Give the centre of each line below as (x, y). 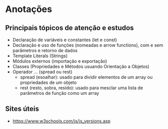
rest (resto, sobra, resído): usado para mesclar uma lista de (81, 88)
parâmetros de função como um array (60, 93)
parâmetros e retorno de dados (45, 50)
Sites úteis (22, 109)
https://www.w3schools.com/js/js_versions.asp (62, 121)
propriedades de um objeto (48, 82)
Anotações (29, 9)
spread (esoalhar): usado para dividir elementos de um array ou (86, 77)
